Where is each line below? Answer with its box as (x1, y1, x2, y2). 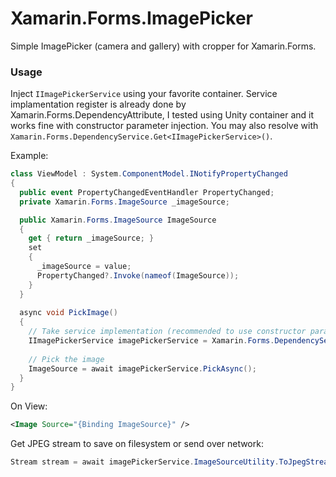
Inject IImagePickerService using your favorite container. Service (10, 88, 278, 100)
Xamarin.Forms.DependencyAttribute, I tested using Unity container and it (10, 109, 315, 121)
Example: (10, 150, 49, 162)
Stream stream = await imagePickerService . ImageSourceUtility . (10, 457, 280, 467)
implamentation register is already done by (10, 98, 187, 111)
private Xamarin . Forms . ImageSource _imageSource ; (19, 197, 230, 207)
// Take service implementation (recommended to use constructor (28, 327, 307, 337)
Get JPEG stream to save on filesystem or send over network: (10, 438, 264, 450)
